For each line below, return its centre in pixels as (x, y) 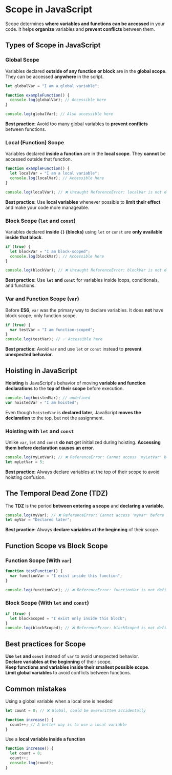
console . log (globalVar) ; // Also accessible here (59, 114)
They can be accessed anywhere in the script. (55, 76)
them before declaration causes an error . (50, 448)
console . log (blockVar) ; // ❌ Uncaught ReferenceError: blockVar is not (84, 270)
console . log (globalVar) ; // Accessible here (58, 100)
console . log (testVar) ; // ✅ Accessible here (54, 339)
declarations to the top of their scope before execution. (65, 388)
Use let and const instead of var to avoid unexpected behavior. (72, 656)
